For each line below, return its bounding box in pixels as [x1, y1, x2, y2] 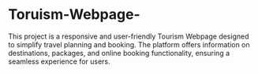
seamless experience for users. [8, 57, 110, 66]
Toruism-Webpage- [8, 6, 140, 24]
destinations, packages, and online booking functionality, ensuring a [8, 48, 230, 57]
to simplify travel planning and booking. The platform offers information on [8, 39, 250, 49]
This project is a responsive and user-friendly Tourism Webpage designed [8, 31, 249, 41]
